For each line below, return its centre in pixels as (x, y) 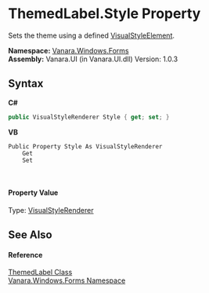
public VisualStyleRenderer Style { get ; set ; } (89, 117)
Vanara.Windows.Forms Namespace (67, 280)
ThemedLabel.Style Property (104, 14)
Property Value (33, 192)
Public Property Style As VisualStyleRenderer (85, 146)
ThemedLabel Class (40, 273)
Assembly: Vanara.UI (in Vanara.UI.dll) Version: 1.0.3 (93, 59)
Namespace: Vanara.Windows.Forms (68, 50)
